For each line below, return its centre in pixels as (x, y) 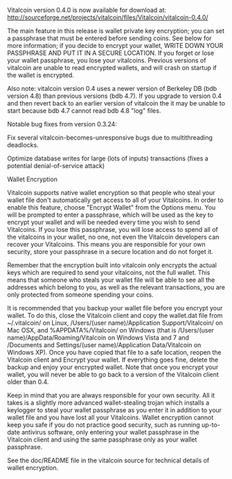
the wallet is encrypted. (41, 75)
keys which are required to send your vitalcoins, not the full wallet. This (109, 272)
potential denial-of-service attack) (56, 166)
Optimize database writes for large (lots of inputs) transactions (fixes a (108, 158)
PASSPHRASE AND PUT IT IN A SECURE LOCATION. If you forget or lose (111, 53)
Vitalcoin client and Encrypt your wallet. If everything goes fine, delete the (113, 360)
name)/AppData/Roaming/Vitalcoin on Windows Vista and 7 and (98, 337)
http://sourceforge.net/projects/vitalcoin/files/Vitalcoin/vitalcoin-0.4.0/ (108, 17)
